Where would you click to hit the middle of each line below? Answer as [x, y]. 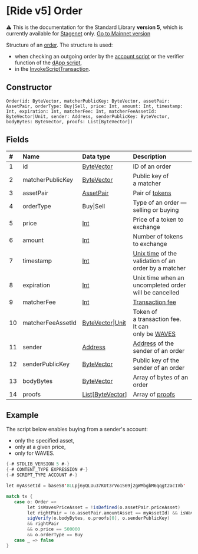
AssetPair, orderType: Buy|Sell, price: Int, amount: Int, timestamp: [95, 106]
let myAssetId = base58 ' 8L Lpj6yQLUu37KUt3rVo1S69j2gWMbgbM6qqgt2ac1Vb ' [96, 486]
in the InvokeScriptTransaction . [52, 68]
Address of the [154, 343]
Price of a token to [158, 219]
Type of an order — [160, 202]
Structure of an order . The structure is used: [60, 45]
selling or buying [156, 209]
